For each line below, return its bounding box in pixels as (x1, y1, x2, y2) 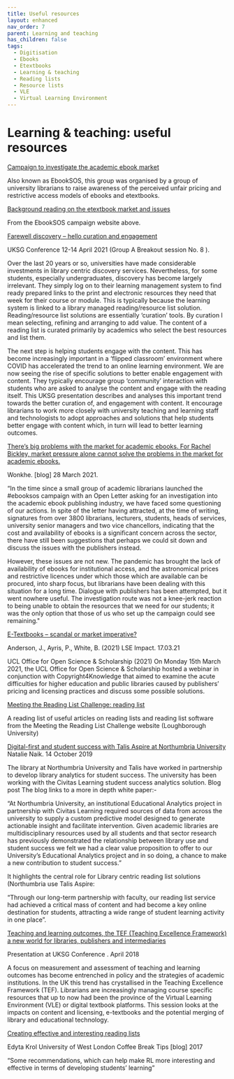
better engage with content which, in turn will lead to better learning (7, 421, 203, 429)
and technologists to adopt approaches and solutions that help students (7, 413, 214, 422)
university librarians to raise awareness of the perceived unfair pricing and (7, 183, 221, 192)
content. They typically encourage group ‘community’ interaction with (7, 376, 208, 385)
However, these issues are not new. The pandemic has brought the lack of (7, 557, 221, 565)
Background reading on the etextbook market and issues (7, 204, 171, 213)
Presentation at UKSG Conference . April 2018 (7, 950, 140, 958)
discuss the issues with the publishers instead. (7, 543, 142, 552)
